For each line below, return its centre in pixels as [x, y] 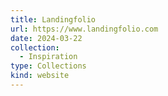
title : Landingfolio [53, 19]
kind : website [40, 76]
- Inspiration [48, 57]
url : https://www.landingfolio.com [84, 29]
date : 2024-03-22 [46, 38]
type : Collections [48, 66]
